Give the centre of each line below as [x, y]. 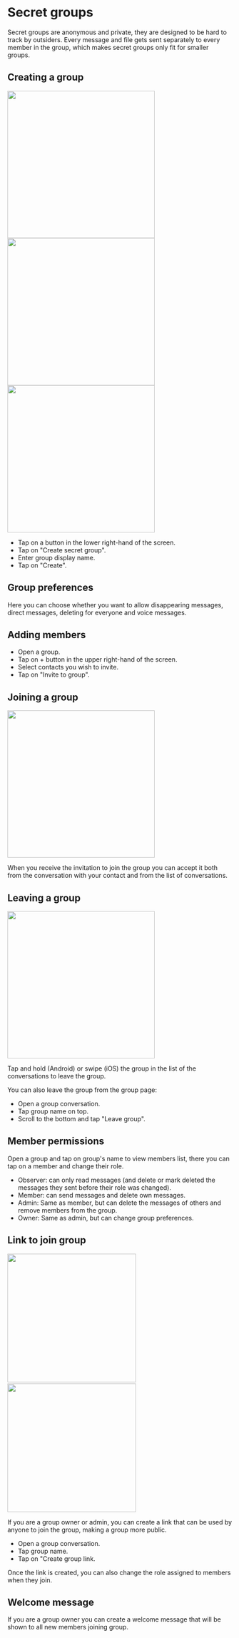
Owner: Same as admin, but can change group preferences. [106, 1218]
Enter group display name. [56, 557]
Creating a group [46, 77]
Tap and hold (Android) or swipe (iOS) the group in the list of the [102, 1068]
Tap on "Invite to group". [54, 674]
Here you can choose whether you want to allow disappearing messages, [115, 605]
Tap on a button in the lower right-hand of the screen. [97, 542]
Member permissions [56, 1142]
